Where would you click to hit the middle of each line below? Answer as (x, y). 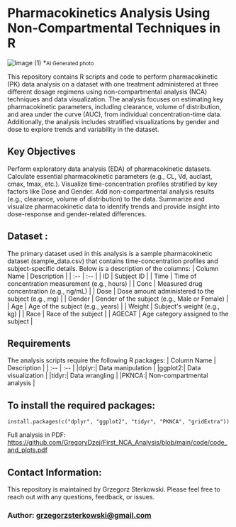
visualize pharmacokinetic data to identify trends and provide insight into (113, 206)
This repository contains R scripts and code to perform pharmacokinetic (113, 77)
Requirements (39, 343)
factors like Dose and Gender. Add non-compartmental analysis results (111, 191)
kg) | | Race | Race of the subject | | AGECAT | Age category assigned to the (118, 314)
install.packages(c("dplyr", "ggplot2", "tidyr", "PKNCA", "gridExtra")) (119, 422)
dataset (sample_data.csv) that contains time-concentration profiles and (113, 261)
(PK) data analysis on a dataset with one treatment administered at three (113, 84)
